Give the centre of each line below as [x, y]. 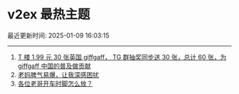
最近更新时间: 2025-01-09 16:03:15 [58, 35]
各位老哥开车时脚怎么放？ [55, 83]
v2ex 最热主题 [49, 14]
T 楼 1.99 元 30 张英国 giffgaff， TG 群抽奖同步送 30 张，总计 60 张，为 [122, 57]
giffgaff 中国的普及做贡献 [54, 66]
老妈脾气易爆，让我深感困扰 [58, 74]
